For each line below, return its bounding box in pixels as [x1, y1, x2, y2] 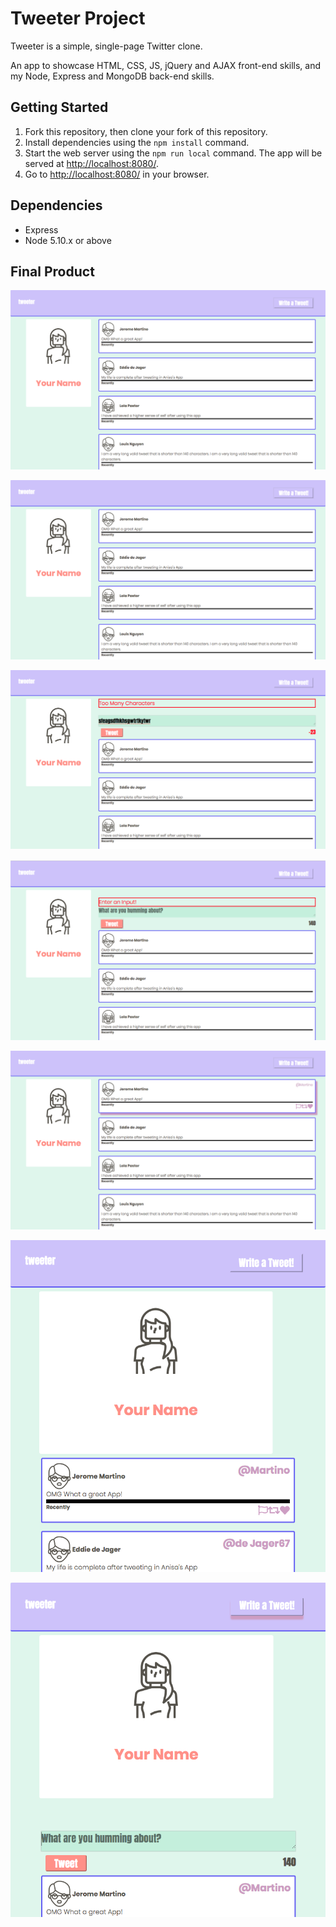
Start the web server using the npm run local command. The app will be [24, 147, 323, 159]
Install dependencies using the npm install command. [24, 136, 250, 148]
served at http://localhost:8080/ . [24, 157, 159, 169]
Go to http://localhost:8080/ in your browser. [24, 168, 210, 180]
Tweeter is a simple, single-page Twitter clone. [10, 40, 203, 52]
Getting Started [10, 99, 109, 116]
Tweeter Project [10, 7, 146, 30]
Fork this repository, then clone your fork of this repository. [24, 125, 268, 137]
